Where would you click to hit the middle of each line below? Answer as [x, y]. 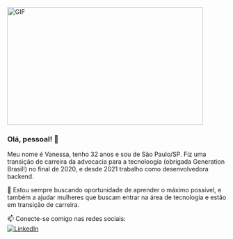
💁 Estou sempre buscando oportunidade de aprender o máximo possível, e [114, 190]
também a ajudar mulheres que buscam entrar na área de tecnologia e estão [117, 197]
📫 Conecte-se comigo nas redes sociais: [67, 219]
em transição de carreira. [43, 205]
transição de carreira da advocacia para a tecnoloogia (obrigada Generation [116, 162]
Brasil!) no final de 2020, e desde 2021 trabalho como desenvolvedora [108, 169]
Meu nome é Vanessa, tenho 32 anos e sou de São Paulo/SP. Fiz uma [107, 154]
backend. [21, 176]
